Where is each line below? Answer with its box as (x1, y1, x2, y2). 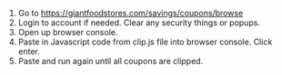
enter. (17, 46, 41, 57)
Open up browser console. (17, 27, 118, 37)
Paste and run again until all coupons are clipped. (17, 56, 204, 66)
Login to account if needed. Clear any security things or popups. (17, 17, 261, 28)
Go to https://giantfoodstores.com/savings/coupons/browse (17, 8, 244, 18)
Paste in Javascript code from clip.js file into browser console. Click (17, 36, 273, 47)
